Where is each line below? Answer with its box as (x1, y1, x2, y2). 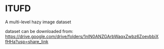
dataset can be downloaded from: (5, 28, 73, 34)
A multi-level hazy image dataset (5, 19, 71, 25)
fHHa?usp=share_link (5, 38, 48, 44)
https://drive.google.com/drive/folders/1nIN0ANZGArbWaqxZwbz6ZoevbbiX (5, 33, 159, 39)
